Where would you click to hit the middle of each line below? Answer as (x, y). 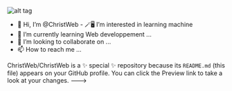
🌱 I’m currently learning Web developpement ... (84, 34)
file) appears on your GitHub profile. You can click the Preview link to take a (115, 73)
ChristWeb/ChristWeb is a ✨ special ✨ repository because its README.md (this (116, 65)
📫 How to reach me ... (49, 49)
